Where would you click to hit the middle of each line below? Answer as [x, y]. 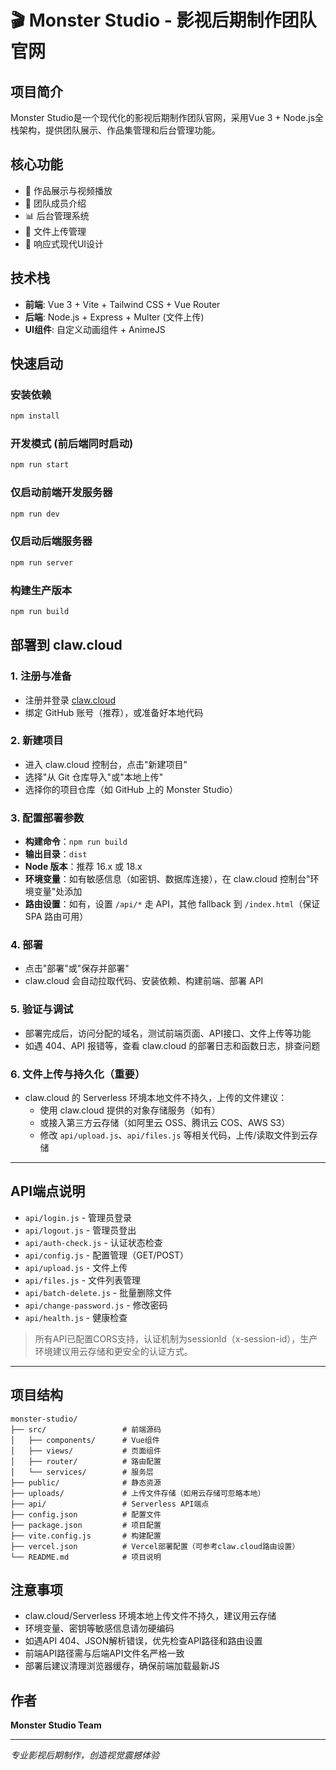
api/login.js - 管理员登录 [78, 1217]
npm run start [40, 465]
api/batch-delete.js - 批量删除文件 [98, 1292]
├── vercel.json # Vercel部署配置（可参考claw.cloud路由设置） [155, 1546]
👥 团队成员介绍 [55, 203]
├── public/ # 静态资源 [86, 1482]
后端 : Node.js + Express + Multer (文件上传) [114, 317]
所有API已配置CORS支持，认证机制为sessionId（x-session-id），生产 [176, 1338]
